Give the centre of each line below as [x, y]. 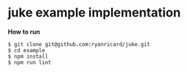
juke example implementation [95, 13]
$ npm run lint [30, 62]
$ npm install [28, 56]
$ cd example [27, 50]
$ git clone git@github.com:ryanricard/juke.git [79, 44]
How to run [24, 32]
